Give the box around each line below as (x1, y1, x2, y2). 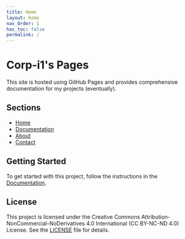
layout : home (6, 15, 40, 21)
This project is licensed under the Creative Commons (6, 213, 140, 221)
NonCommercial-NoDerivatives (6, 219, 85, 227)
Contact (15, 138, 35, 146)
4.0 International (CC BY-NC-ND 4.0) (86, 219, 179, 227)
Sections (6, 102, 41, 113)
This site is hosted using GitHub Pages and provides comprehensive (6, 78, 178, 86)
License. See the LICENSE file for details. (6, 226, 110, 233)
